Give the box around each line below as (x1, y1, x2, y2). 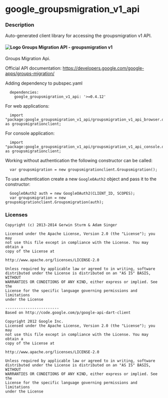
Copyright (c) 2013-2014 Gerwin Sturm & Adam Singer (5, 222, 117, 227)
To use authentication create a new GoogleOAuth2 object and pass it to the (5, 176, 156, 182)
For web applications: (5, 103, 50, 109)
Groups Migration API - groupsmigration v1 (21, 44, 113, 51)
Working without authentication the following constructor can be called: (5, 157, 153, 163)
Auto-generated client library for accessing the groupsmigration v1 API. (5, 33, 152, 39)
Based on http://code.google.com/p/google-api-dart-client (5, 310, 131, 315)
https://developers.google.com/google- (62, 65, 144, 71)
